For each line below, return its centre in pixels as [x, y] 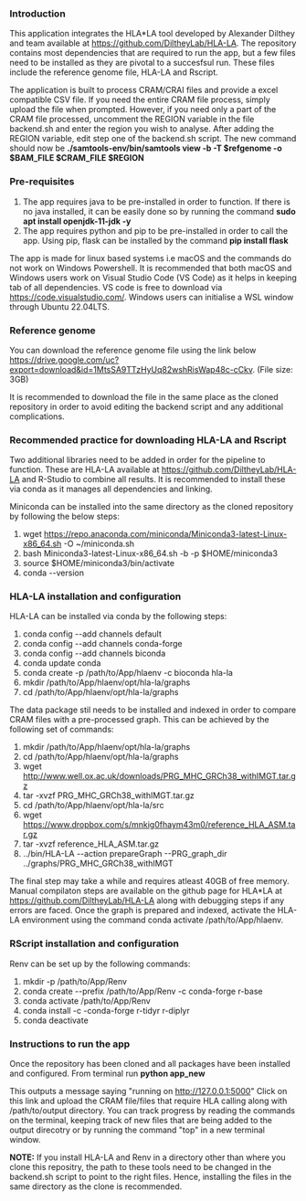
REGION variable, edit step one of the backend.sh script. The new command [153, 139]
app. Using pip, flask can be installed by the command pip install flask [156, 240]
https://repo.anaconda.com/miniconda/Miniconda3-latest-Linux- [166, 534]
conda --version [53, 573]
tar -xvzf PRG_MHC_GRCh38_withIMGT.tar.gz [108, 795]
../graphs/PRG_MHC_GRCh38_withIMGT [98, 864]
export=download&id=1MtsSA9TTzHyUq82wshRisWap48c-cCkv [131, 369]
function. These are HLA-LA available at [84, 469]
